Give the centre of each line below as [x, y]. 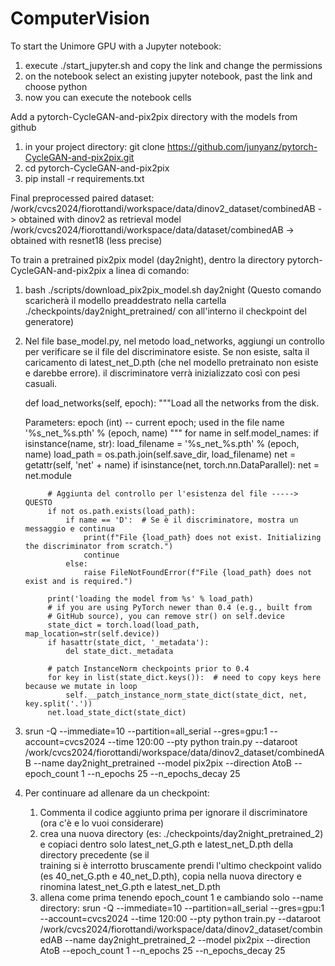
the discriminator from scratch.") [99, 546]
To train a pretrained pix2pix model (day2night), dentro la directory [147, 259]
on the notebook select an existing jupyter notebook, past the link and [168, 76]
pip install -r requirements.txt [84, 178]
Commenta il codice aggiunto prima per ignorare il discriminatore [173, 812]
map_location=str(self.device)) [92, 633]
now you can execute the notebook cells [108, 97]
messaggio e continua [69, 528]
